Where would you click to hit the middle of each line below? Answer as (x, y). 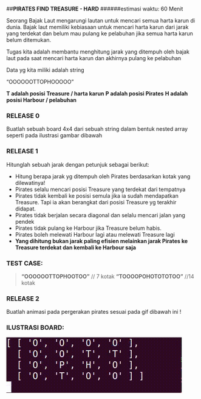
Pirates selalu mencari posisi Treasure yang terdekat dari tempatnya (100, 189)
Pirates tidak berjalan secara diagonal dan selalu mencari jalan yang (100, 215)
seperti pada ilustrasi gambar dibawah (54, 136)
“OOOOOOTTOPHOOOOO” (40, 82)
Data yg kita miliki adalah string (45, 70)
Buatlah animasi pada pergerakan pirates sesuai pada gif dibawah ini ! (94, 312)
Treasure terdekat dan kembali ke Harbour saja (76, 247)
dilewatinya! (30, 182)
